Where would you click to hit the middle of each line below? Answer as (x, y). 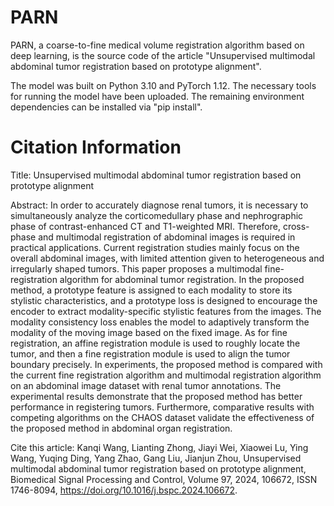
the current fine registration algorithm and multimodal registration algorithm (166, 375)
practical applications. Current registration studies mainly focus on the (155, 247)
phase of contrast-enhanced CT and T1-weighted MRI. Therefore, (145, 226)
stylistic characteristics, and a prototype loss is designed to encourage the (164, 300)
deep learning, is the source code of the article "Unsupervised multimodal (163, 55)
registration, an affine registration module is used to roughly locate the (155, 343)
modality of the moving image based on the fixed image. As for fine (149, 332)
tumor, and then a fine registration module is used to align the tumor (150, 353)
